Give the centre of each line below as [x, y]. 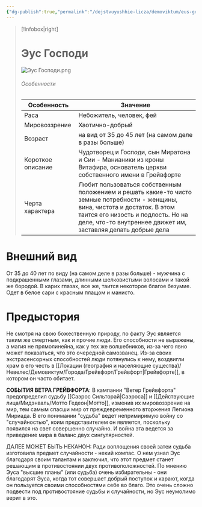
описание [38, 167]
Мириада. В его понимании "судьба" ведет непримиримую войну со [95, 415]
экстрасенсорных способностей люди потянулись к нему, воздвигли [95, 359]
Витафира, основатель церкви [122, 167]
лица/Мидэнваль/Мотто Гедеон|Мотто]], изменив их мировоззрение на [98, 403]
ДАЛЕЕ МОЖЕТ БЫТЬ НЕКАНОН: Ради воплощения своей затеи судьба [99, 446]
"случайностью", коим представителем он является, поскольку [88, 422]
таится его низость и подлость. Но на [133, 215]
